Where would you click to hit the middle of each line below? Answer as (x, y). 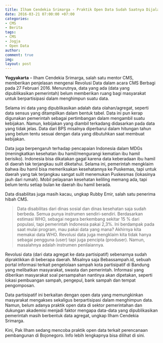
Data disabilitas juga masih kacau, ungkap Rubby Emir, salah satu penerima (80, 194)
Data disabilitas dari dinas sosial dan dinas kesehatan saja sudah (81, 209)
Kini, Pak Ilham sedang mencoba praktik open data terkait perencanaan (76, 330)
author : (13, 50)
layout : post (18, 64)
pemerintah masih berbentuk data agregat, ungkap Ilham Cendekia (72, 316)
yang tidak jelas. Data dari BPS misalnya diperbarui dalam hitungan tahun (78, 129)
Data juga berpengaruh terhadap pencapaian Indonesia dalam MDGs (74, 149)
